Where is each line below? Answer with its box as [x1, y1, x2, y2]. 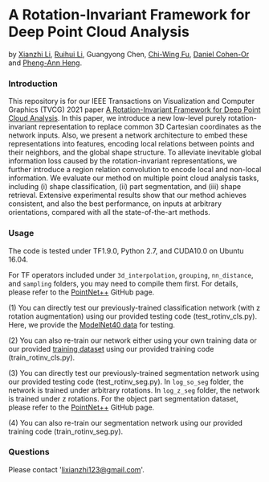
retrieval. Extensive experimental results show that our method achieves [8, 191, 247, 200]
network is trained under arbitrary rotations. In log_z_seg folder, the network [8, 385, 260, 395]
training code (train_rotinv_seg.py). [8, 426, 124, 436]
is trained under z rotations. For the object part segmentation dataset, [8, 393, 238, 403]
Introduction [8, 78, 58, 89]
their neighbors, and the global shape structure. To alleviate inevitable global [8, 147, 262, 158]
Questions [8, 447, 50, 458]
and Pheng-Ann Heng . [8, 58, 83, 68]
